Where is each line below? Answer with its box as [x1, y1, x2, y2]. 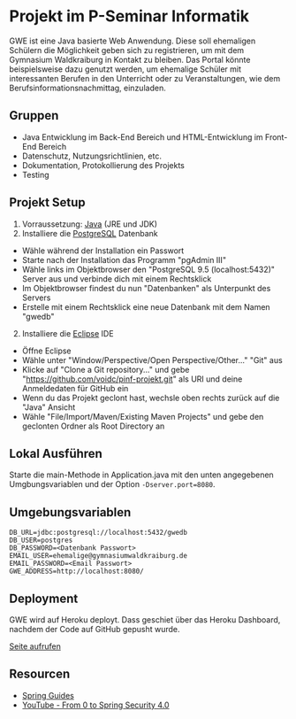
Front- [264, 131, 288, 143]
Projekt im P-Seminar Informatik [9, 6, 250, 27]
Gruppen [9, 108, 59, 123]
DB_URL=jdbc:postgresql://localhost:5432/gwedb [9, 529, 188, 537]
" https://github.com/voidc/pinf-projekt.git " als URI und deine [21, 374, 243, 384]
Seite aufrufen [9, 641, 62, 652]
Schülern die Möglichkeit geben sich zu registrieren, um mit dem [9, 44, 245, 55]
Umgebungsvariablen [9, 505, 132, 520]
